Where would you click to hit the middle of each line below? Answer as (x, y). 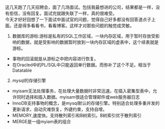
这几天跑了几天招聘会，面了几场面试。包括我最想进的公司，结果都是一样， (80, 7)
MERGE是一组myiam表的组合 (41, 121)
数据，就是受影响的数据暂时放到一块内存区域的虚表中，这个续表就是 (90, 42)
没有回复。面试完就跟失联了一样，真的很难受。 (69, 13)
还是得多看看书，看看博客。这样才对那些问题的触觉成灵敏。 (74, 26)
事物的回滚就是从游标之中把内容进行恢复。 (55, 59)
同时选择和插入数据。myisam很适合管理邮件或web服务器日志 (78, 97)
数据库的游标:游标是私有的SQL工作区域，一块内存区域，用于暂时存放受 (84, 36)
